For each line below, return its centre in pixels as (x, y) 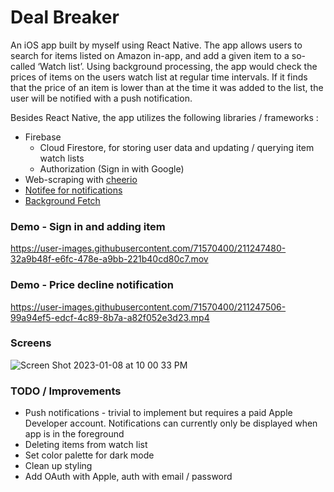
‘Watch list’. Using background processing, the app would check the (177, 66)
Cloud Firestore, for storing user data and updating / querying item (177, 147)
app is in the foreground (74, 434)
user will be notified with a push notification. (101, 98)
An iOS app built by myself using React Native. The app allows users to (156, 45)
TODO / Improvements (66, 391)
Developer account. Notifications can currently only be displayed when (171, 423)
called (23, 66)
